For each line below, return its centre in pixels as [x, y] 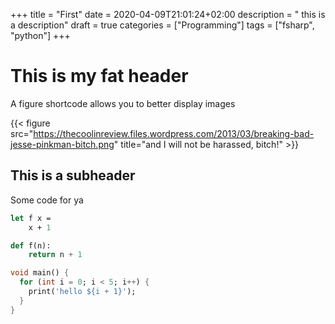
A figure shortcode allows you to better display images [123, 103]
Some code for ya [47, 200]
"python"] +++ [40, 35]
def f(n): [31, 245]
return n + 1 [55, 255]
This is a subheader [73, 175]
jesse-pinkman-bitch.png [62, 144]
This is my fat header [99, 76]
